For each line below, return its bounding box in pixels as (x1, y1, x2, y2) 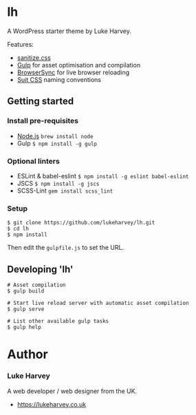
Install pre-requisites (7, 116, 79, 126)
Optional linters (7, 156, 60, 166)
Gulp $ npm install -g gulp (17, 139, 98, 147)
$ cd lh (7, 225, 30, 233)
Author (7, 347, 48, 362)
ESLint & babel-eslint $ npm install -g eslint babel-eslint (17, 171, 189, 180)
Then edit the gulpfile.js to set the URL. (7, 244, 124, 252)
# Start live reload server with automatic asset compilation (7, 300, 189, 307)
